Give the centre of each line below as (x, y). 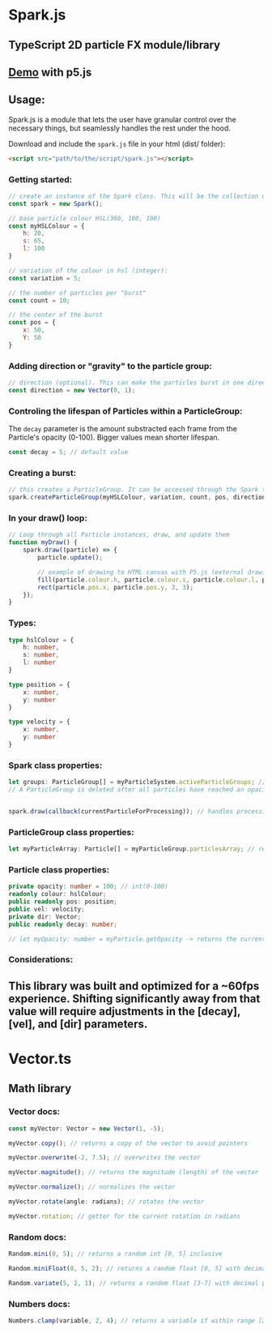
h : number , (41, 647)
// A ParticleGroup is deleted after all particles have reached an (126, 790)
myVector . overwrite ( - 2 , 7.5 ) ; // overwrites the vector (104, 1158)
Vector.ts (40, 1059)
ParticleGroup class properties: (72, 832)
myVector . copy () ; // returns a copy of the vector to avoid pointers (128, 1143)
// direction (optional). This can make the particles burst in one (126, 383)
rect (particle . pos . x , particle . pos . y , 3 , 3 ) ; (116, 587)
